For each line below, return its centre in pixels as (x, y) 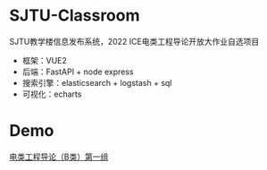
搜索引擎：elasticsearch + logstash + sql (97, 82)
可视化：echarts (52, 94)
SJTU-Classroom (75, 16)
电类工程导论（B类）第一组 (59, 157)
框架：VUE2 (44, 60)
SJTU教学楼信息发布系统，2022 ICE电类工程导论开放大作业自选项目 (134, 41)
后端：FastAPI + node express (78, 72)
